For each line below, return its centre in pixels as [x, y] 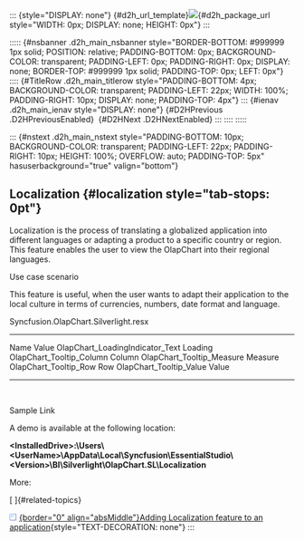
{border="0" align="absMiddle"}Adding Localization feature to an [142, 517]
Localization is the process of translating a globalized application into [138, 230]
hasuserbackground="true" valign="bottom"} [94, 166]
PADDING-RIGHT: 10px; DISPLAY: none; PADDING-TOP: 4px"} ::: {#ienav [144, 100]
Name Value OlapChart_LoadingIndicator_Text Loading [111, 347]
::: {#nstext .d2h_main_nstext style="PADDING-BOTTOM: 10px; [127, 137]
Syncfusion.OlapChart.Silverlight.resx [79, 321]
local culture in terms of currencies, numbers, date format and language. [145, 304]
